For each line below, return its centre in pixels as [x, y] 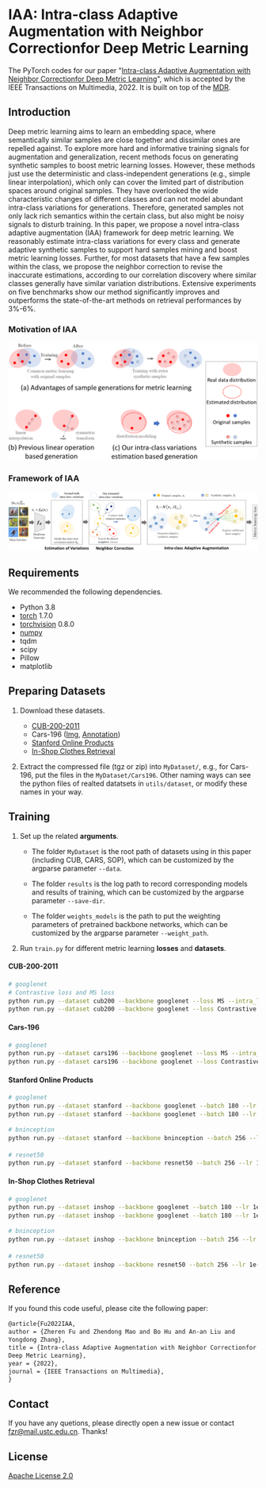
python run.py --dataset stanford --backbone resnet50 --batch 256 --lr [131, 1163]
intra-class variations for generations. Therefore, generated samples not [126, 207]
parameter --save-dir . [68, 900]
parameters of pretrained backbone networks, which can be [129, 924]
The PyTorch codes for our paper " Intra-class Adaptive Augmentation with [129, 70]
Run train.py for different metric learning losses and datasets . [123, 948]
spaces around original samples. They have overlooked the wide [114, 190]
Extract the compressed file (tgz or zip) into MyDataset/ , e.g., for [124, 766]
